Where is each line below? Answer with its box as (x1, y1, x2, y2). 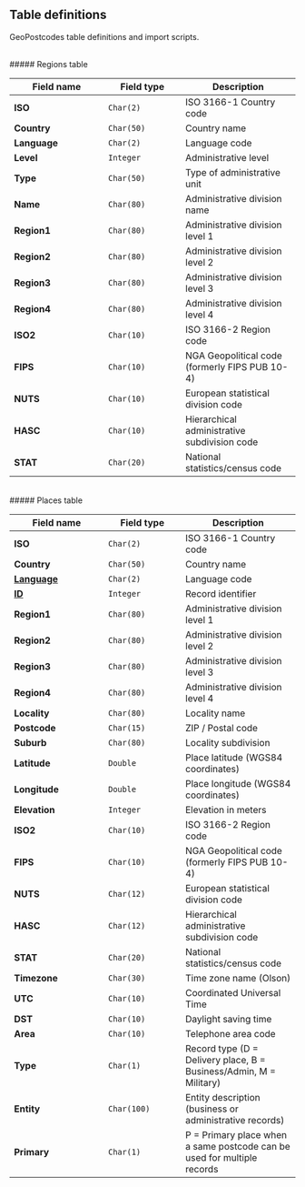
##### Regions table (9, 58, 88, 69)
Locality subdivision (185, 736, 271, 749)
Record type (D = (185, 1041, 259, 1054)
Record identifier (185, 587, 257, 599)
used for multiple (185, 1151, 258, 1163)
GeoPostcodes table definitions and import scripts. (9, 31, 200, 42)
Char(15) (108, 722, 146, 733)
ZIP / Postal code (185, 721, 259, 734)
